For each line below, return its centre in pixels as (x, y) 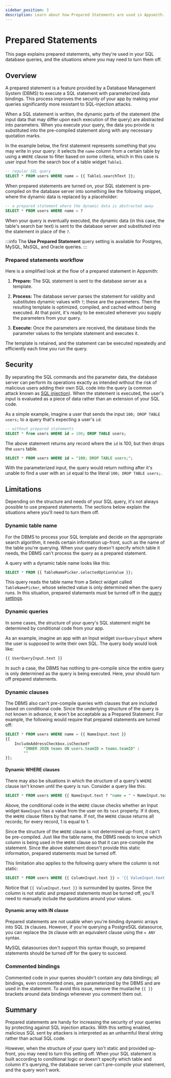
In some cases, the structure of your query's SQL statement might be (78, 622)
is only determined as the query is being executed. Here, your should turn (83, 673)
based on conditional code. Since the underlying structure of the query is (82, 708)
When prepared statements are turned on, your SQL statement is (73, 186)
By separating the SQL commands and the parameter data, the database (81, 377)
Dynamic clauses (27, 692)
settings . (15, 598)
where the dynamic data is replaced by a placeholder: (62, 197)
